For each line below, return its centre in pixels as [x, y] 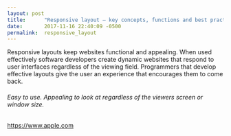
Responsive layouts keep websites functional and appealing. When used [109, 52]
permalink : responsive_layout [52, 33]
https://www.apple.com [41, 126]
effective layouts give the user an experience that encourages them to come [115, 74]
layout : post [26, 13]
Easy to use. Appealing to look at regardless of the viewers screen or [105, 97]
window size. [26, 104]
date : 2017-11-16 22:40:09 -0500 [64, 26]
